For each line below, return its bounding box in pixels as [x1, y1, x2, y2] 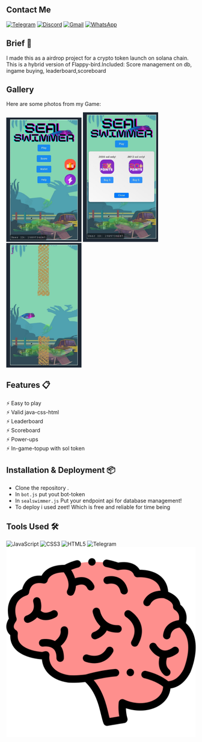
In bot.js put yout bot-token [14, 490, 85, 497]
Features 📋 [6, 380, 50, 390]
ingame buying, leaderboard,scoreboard [6, 67, 106, 74]
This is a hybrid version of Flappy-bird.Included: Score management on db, [6, 60, 192, 68]
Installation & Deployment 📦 [6, 465, 115, 475]
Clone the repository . [14, 484, 69, 491]
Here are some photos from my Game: [6, 101, 101, 108]
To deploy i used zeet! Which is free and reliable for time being [14, 503, 170, 511]
